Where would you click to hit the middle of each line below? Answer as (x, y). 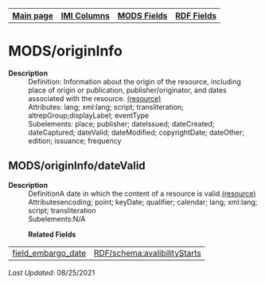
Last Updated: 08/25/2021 (52, 272)
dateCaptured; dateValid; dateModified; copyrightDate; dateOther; (136, 132)
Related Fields (52, 234)
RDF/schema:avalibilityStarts (148, 252)
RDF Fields (196, 16)
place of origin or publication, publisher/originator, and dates (127, 90)
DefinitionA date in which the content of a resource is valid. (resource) (142, 193)
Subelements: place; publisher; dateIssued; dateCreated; (121, 123)
